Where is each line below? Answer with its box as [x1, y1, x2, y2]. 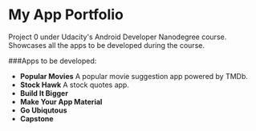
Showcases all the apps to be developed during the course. [8, 40, 205, 50]
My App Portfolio [8, 6, 124, 24]
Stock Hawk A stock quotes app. [19, 80, 130, 89]
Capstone [19, 113, 54, 123]
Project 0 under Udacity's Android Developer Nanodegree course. [8, 32, 227, 42]
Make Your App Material [19, 97, 103, 106]
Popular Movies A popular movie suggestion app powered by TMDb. [19, 71, 249, 81]
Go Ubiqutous [19, 105, 67, 115]
